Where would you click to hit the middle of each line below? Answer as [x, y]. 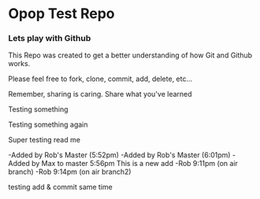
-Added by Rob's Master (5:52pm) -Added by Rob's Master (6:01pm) [119, 155]
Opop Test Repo [61, 14]
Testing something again [48, 125]
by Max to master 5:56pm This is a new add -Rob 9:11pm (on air [135, 164]
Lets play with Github [50, 39]
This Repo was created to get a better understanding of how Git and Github [130, 55]
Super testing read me [45, 140]
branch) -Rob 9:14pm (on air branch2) [70, 172]
